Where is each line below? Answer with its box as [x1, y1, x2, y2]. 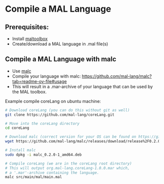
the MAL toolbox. [12, 89, 47, 95]
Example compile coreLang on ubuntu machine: [5, 98, 101, 104]
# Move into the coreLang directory [5, 121, 80, 126]
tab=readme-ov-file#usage [12, 78, 67, 84]
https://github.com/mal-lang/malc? [82, 73, 152, 79]
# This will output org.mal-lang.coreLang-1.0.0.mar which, [5, 165, 130, 170]
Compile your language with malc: [12, 73, 81, 79]
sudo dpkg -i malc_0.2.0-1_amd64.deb [5, 152, 82, 157]
